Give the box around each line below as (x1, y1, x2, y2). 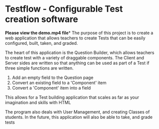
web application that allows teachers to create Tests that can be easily (5, 35, 145, 41)
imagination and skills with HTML (5, 99, 71, 105)
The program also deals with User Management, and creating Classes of (5, 109, 150, 115)
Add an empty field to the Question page (12, 74, 94, 80)
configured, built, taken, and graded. (5, 40, 79, 46)
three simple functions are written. (5, 65, 74, 71)
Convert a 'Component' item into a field (12, 85, 91, 91)
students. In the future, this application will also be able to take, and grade (5, 114, 153, 120)
